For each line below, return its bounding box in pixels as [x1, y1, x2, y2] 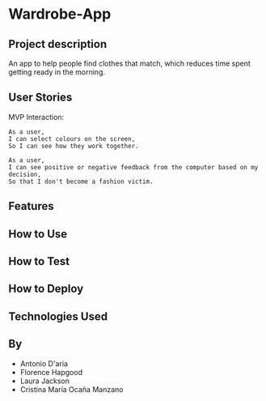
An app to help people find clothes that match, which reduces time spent [8, 58, 251, 68]
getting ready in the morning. [8, 67, 105, 77]
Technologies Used [8, 309, 108, 323]
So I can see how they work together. [8, 142, 139, 150]
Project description [8, 37, 108, 51]
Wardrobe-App [8, 5, 112, 23]
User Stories [8, 91, 73, 105]
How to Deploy [8, 282, 84, 296]
